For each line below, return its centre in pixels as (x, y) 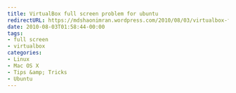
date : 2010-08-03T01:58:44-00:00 (56, 27)
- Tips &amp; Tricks (38, 72)
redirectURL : (26, 20)
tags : (15, 33)
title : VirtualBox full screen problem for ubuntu (83, 14)
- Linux (19, 59)
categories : (25, 53)
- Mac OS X (23, 66)
